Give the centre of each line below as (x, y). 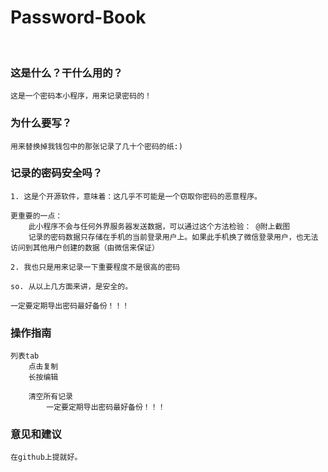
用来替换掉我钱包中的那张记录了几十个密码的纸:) (96, 146)
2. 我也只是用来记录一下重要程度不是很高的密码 (95, 267)
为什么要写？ (41, 123)
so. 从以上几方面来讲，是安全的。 (71, 286)
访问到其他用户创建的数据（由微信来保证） (85, 247)
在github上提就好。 (46, 457)
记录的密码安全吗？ (56, 173)
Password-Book (78, 17)
